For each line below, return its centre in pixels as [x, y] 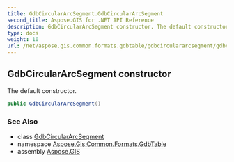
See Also [23, 121]
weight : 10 [23, 40]
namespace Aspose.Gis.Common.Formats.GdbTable [92, 144]
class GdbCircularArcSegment [61, 136]
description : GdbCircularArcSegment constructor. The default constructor [118, 26]
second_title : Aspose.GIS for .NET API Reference [81, 20]
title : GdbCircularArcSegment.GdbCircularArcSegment [85, 14]
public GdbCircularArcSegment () [54, 104]
